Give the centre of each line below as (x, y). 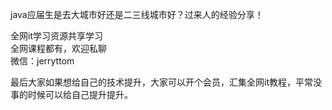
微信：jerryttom (42, 61)
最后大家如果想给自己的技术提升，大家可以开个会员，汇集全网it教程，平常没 (166, 82)
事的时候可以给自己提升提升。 (71, 94)
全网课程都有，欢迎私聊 (58, 48)
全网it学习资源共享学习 (56, 36)
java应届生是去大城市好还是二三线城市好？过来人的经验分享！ (137, 14)
